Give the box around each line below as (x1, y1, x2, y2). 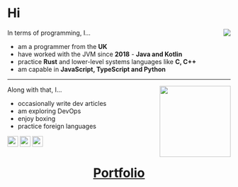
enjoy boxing (17, 114, 56, 122)
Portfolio (93, 165, 145, 181)
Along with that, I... (7, 85, 62, 94)
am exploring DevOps (17, 107, 81, 115)
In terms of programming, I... (7, 28, 91, 37)
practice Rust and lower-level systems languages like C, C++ (17, 57, 197, 65)
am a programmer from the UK (17, 42, 108, 50)
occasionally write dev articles (17, 99, 107, 107)
